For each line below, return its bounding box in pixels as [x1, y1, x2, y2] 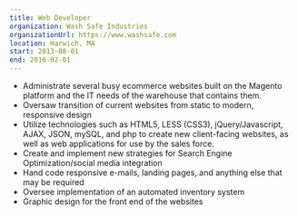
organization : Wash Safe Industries [9, 22, 148, 31]
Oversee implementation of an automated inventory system [22, 187, 245, 197]
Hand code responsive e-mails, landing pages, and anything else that [22, 167, 283, 178]
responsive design [22, 110, 93, 120]
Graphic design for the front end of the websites [22, 196, 204, 207]
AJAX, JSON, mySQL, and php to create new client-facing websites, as [22, 129, 289, 139]
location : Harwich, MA [9, 38, 95, 48]
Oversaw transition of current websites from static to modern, [22, 100, 254, 110]
